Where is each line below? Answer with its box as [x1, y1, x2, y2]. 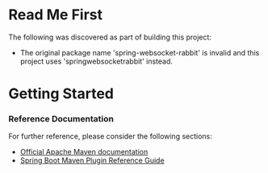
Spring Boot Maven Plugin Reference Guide [19, 155, 165, 166]
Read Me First [8, 6, 103, 24]
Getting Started [8, 84, 115, 103]
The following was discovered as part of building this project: [8, 32, 212, 42]
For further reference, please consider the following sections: [8, 131, 212, 142]
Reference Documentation [8, 113, 115, 125]
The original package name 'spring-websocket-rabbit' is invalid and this [19, 47, 260, 57]
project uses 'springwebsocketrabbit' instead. [19, 56, 174, 66]
